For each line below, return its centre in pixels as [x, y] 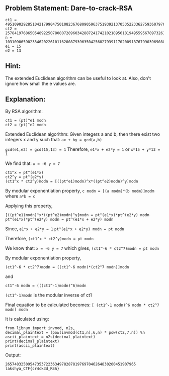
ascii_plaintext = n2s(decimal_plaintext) [50, 337]
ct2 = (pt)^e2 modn [26, 125]
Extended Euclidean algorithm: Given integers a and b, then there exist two [82, 134]
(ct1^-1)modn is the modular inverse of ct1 [49, 295]
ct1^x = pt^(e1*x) [24, 173]
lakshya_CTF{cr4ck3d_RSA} [32, 369]
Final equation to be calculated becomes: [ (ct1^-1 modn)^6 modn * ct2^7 [82, 305]
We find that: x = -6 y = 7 [33, 163]
